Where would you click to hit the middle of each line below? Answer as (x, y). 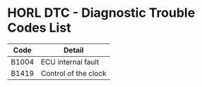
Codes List (39, 28)
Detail (73, 50)
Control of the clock (74, 73)
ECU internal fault (70, 62)
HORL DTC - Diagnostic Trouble (101, 13)
